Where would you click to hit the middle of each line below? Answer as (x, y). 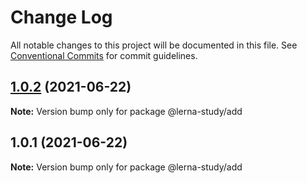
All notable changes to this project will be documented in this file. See (154, 45)
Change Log (61, 17)
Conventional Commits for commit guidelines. (104, 55)
